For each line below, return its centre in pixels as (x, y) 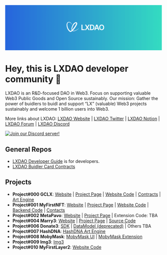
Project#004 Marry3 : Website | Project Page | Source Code (74, 221)
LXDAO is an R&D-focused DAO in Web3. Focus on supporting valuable (78, 93)
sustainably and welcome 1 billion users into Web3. (57, 109)
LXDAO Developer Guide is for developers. (56, 161)
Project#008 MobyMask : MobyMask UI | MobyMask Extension (77, 237)
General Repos (28, 149)
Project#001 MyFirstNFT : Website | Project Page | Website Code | (81, 205)
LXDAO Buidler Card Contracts (44, 166)
